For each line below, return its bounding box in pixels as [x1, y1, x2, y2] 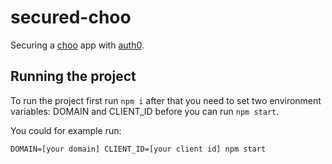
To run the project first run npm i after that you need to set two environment [10, 94, 322, 106]
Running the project [10, 68, 137, 85]
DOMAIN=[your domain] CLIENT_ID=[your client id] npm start [10, 144, 267, 154]
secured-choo [10, 6, 132, 29]
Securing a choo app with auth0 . [10, 39, 145, 51]
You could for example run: [10, 124, 122, 136]
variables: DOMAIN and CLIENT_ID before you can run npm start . [10, 105, 280, 117]
